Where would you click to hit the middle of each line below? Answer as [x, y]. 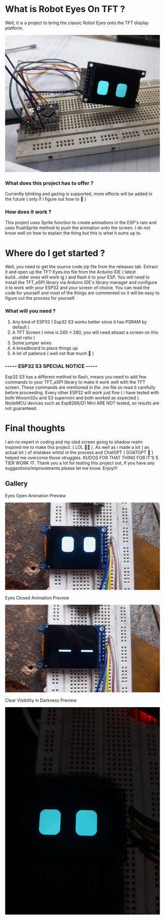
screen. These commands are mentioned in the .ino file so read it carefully [80, 387]
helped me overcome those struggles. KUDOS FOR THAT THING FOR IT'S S [82, 457]
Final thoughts [35, 428]
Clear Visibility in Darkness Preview [41, 700]
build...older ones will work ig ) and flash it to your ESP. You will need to [77, 277]
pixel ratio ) [24, 337]
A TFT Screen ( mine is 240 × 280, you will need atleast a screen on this [85, 332]
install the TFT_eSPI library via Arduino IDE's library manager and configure [81, 282]
